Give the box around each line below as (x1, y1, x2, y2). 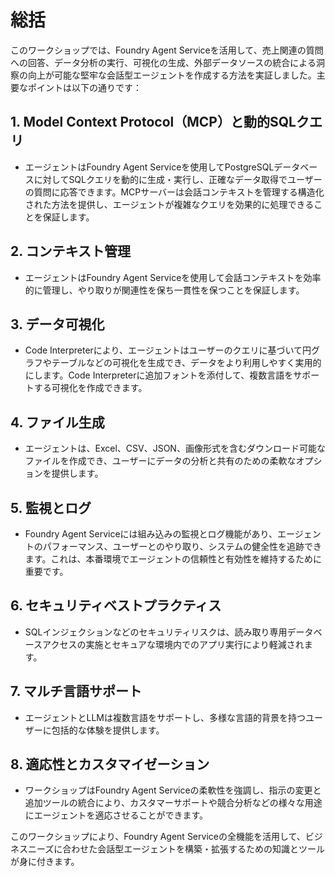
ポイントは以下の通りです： (27, 81, 142, 93)
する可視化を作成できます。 (33, 382, 148, 394)
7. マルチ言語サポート (10, 683, 142, 700)
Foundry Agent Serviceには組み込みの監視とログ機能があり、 (24, 528, 278, 540)
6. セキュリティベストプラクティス (10, 597, 222, 615)
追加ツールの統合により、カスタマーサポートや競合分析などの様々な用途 (24, 797, 323, 809)
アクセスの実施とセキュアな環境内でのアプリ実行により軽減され (42, 638, 305, 650)
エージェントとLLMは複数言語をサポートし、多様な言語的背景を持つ (24, 711, 306, 723)
